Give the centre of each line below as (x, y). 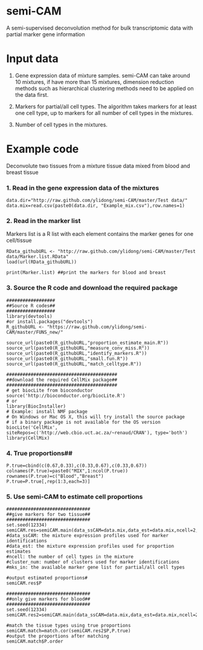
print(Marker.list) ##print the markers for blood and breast (86, 273)
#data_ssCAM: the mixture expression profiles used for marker (88, 536)
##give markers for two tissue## (48, 515)
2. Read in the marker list (43, 221)
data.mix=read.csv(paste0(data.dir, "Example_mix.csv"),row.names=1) (96, 206)
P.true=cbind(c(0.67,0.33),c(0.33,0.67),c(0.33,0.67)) (77, 466)
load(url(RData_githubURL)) (42, 262)
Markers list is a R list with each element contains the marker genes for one (100, 234)
